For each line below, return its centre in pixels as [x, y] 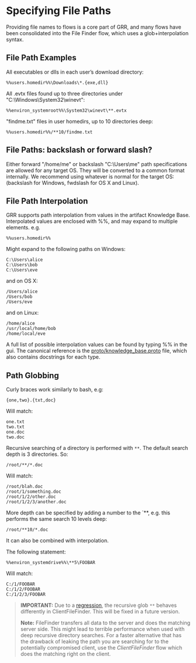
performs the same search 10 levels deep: [56, 519]
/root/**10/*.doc [27, 530]
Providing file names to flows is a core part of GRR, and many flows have [94, 27]
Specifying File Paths [59, 11]
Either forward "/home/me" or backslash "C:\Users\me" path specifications [97, 164]
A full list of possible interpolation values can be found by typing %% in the [97, 345]
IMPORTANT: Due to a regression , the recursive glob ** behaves [99, 605]
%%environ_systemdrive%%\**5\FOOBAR [51, 563]
